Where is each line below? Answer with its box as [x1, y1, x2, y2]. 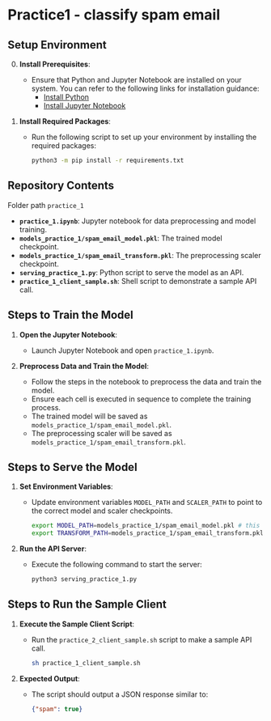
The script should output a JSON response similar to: [31, 689, 209, 699]
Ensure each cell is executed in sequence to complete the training [31, 394, 252, 404]
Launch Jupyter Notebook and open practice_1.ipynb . [31, 346, 214, 355]
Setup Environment [7, 38, 107, 52]
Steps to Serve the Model [7, 460, 138, 474]
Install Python [43, 92, 90, 102]
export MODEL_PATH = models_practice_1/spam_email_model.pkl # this [31, 522, 260, 530]
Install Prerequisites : [19, 59, 91, 69]
